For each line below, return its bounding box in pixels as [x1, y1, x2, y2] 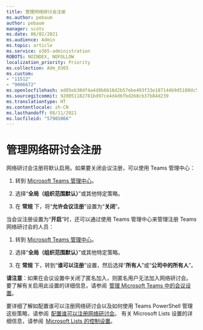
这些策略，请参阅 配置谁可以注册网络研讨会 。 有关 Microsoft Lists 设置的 [6, 310, 188, 317]
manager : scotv [6, 25, 45, 32]
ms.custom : [6, 71, 34, 77]
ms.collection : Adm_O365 [6, 65, 69, 71]
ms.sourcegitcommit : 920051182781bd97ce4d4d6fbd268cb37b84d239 [6, 93, 169, 99]
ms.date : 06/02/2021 [6, 31, 59, 37]
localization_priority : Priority [6, 59, 91, 65]
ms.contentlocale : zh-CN [6, 104, 69, 110]
